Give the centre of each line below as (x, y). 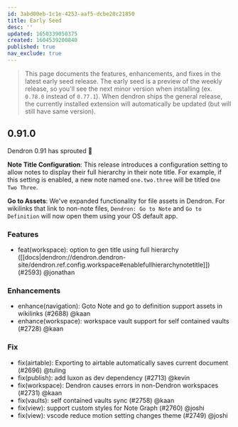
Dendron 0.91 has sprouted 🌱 (50, 150)
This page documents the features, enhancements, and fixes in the (123, 73)
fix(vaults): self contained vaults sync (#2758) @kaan (96, 400)
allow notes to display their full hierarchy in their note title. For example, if (115, 172)
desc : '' (20, 27)
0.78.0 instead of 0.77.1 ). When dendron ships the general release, (123, 96)
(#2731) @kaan (40, 393)
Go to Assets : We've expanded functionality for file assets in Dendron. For (116, 201)
